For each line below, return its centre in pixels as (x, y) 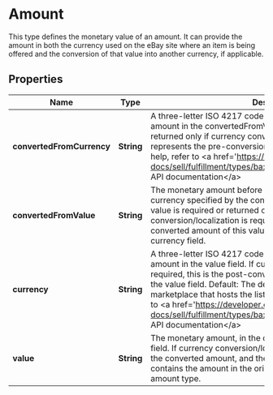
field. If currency (182, 348)
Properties (36, 79)
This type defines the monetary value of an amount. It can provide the (126, 36)
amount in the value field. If (202, 264)
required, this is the (187, 274)
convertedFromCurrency (62, 146)
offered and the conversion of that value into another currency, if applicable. (136, 54)
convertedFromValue (54, 215)
